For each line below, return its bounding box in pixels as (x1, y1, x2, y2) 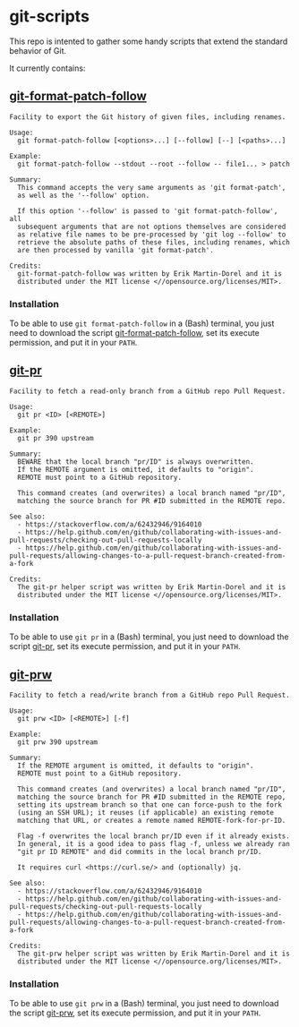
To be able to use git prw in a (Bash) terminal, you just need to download (9, 998, 279, 1009)
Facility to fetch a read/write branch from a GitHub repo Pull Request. (9, 690, 291, 699)
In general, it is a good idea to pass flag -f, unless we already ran (17, 839, 291, 848)
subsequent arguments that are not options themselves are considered (17, 222, 286, 231)
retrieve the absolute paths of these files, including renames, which (17, 237, 291, 247)
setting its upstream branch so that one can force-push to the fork (17, 800, 282, 809)
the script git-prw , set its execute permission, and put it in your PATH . (9, 1007, 261, 1018)
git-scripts (9, 6, 90, 27)
